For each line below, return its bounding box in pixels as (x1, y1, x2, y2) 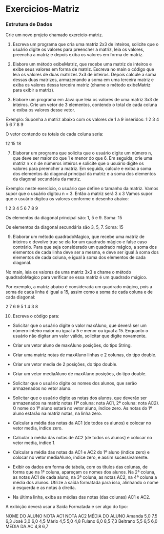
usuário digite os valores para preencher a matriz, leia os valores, (12, 46, 144, 52)
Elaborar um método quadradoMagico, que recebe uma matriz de (12, 234, 144, 240)
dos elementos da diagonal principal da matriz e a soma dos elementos (12, 171, 156, 177)
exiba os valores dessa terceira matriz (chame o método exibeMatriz (12, 82, 151, 88)
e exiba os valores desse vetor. (12, 107, 75, 113)
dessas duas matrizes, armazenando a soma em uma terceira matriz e (12, 77, 154, 83)
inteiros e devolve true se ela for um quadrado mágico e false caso (12, 239, 147, 245)
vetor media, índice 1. (12, 440, 56, 446)
